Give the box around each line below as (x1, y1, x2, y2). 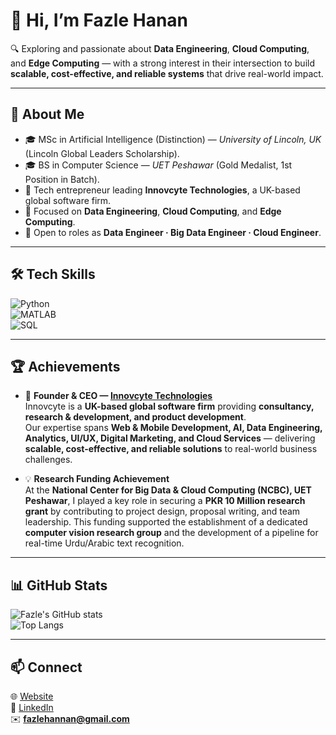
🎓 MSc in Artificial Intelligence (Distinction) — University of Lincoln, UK (24, 133, 322, 145)
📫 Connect (10, 659, 83, 676)
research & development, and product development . (24, 411, 247, 423)
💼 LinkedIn (10, 702, 54, 713)
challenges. (24, 454, 73, 466)
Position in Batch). (24, 173, 100, 185)
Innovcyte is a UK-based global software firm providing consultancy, (24, 400, 315, 413)
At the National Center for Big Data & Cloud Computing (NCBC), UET (24, 484, 312, 496)
